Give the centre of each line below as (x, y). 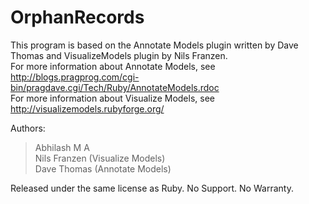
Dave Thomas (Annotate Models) (103, 168)
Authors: (28, 128)
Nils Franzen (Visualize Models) (100, 158)
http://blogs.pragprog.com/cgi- (75, 77)
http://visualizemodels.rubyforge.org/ (87, 108)
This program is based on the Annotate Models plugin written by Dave (154, 45)
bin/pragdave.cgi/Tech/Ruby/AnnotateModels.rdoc (115, 87)
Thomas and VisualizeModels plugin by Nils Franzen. (119, 55)
